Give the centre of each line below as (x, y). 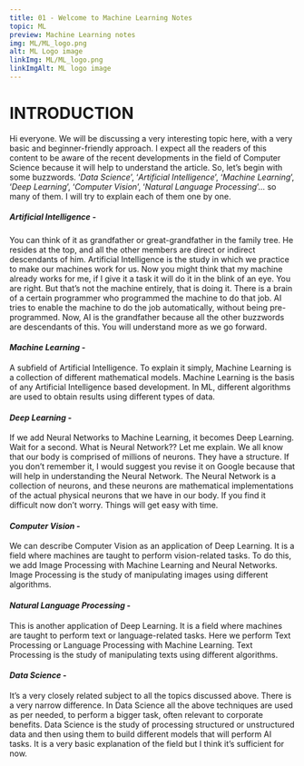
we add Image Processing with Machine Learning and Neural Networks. (144, 565)
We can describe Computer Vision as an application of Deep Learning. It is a (152, 546)
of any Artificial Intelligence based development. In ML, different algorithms (150, 387)
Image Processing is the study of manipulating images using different (139, 575)
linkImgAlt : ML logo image (60, 69)
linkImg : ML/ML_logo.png (56, 60)
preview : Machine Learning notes (73, 34)
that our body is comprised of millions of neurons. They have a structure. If (149, 457)
